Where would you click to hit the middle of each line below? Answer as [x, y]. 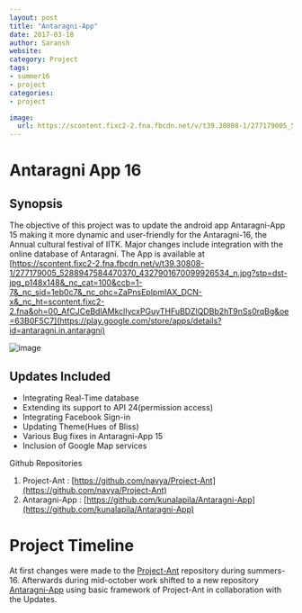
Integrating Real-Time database [80, 398]
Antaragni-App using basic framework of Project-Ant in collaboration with [146, 590]
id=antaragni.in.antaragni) [58, 330]
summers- [266, 570]
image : [22, 118]
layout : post [34, 18]
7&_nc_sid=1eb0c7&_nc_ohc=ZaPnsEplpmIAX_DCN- [106, 293]
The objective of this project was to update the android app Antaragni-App [147, 225]
